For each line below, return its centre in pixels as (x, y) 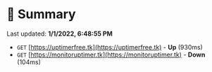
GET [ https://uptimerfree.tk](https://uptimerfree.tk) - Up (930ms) (110, 47)
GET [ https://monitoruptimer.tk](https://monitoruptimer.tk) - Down (111, 55)
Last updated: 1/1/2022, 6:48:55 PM (60, 34)
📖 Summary (41, 14)
